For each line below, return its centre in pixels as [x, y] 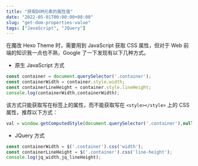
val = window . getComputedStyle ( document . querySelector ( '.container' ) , [95, 123]
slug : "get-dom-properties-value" [49, 22]
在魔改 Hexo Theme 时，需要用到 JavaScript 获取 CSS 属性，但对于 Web [94, 45]
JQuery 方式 [30, 135]
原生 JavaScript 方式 [39, 65]
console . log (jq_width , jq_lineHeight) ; [54, 157]
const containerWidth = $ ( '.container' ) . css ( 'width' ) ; [75, 147]
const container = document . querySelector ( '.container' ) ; [79, 77]
